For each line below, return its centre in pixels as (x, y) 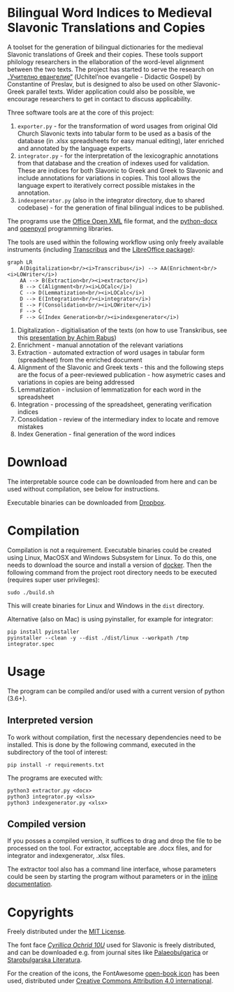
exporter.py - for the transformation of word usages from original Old (117, 126)
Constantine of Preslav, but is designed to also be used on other (100, 84)
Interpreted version (50, 720)
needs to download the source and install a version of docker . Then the (110, 565)
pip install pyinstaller (43, 632)
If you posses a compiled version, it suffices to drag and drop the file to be (115, 841)
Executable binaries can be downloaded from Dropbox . (87, 502)
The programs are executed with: (55, 778)
